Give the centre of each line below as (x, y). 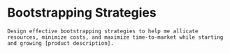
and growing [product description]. (60, 43)
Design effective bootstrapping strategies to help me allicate (103, 31)
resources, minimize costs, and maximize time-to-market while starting (115, 37)
